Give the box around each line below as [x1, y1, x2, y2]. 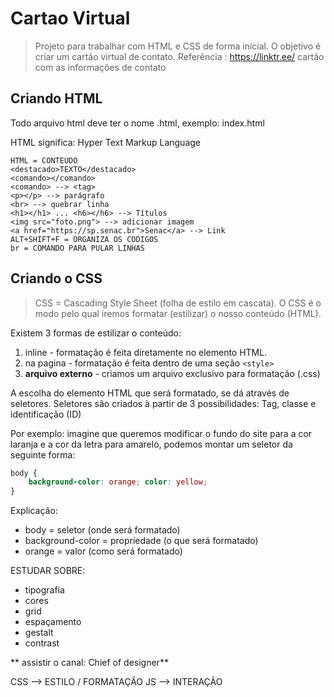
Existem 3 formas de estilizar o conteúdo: [10, 327, 182, 339]
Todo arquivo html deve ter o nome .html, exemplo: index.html [10, 117, 265, 129]
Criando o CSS [10, 270, 103, 287]
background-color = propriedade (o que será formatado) [24, 535, 259, 547]
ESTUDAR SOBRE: [10, 565, 86, 577]
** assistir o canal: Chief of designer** [10, 657, 169, 669]
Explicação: [10, 505, 58, 517]
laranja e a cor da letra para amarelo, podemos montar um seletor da [10, 438, 293, 450]
